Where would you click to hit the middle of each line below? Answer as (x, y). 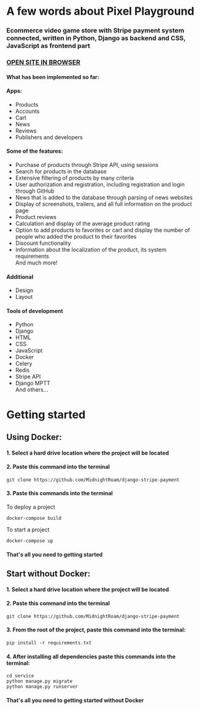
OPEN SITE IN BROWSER (44, 63)
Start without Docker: (48, 574)
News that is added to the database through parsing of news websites (104, 198)
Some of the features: (35, 151)
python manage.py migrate (39, 681)
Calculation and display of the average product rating (83, 224)
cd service (20, 676)
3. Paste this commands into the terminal (60, 493)
